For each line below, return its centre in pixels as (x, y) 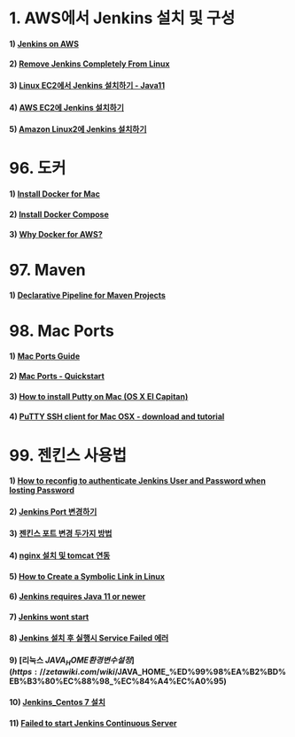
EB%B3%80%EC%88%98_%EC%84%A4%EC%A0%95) (118, 681)
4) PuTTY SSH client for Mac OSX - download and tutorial (117, 416)
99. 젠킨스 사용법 (68, 455)
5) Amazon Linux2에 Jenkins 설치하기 (78, 129)
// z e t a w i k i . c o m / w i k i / (78, 671)
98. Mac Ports (62, 331)
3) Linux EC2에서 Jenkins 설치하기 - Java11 (87, 85)
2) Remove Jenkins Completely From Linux (89, 64)
